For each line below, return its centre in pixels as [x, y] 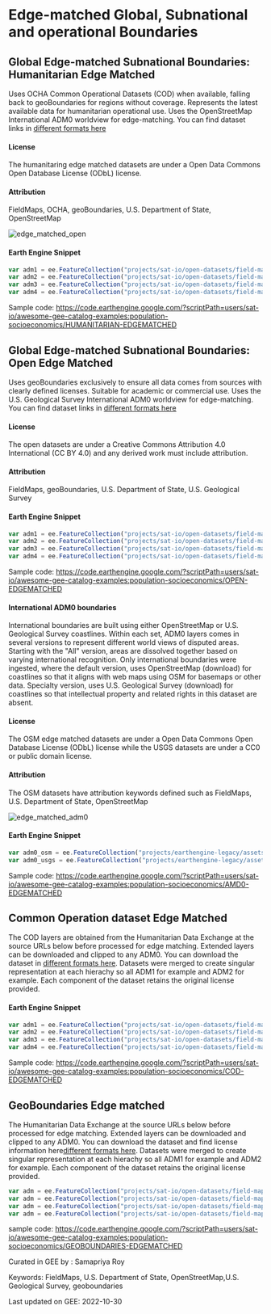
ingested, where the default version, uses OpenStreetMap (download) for [130, 668]
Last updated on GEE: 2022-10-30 [65, 1302]
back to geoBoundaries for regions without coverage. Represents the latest [133, 102]
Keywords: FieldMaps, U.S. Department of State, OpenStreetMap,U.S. [124, 1278]
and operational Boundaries [103, 32]
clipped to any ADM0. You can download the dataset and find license [123, 1142]
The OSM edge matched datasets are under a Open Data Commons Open [131, 739]
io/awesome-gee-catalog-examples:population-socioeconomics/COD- [126, 1072]
